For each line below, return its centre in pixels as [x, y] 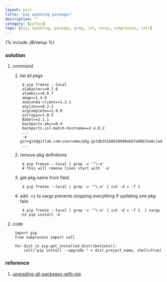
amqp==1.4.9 [35, 98]
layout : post [19, 10]
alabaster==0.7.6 [40, 89]
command [23, 66]
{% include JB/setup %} [30, 42]
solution [15, 55]
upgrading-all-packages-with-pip [47, 274]
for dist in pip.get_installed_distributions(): [66, 246]
